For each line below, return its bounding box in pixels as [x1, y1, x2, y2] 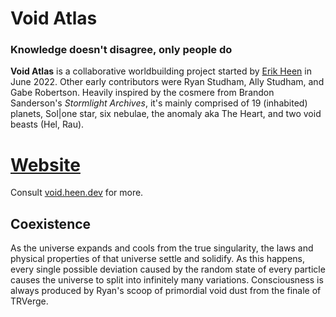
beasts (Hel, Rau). [10, 118, 85, 131]
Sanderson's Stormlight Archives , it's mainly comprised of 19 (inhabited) [10, 97, 308, 109]
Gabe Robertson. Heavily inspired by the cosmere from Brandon [10, 87, 275, 99]
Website [10, 153, 81, 176]
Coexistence [10, 215, 92, 232]
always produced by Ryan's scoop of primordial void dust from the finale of [10, 285, 322, 297]
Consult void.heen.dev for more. [10, 187, 144, 199]
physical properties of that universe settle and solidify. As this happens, [10, 253, 305, 265]
